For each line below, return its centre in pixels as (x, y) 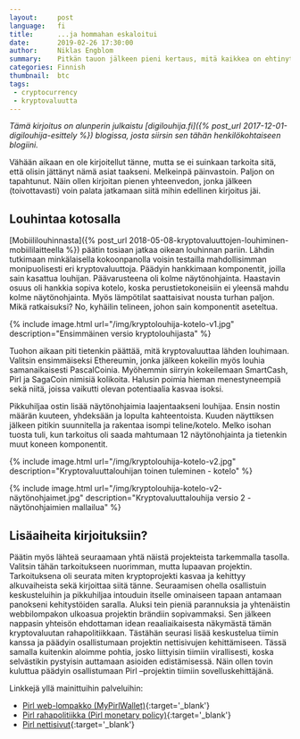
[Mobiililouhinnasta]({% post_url (68, 240)
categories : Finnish (48, 68)
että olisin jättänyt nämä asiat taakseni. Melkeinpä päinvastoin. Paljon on (142, 172)
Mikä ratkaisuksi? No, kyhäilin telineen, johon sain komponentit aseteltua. (144, 307)
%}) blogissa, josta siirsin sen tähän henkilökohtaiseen (180, 136)
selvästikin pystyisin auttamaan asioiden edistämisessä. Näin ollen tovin (142, 661)
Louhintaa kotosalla (65, 218)
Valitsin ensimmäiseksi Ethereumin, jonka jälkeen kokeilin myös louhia (137, 361)
